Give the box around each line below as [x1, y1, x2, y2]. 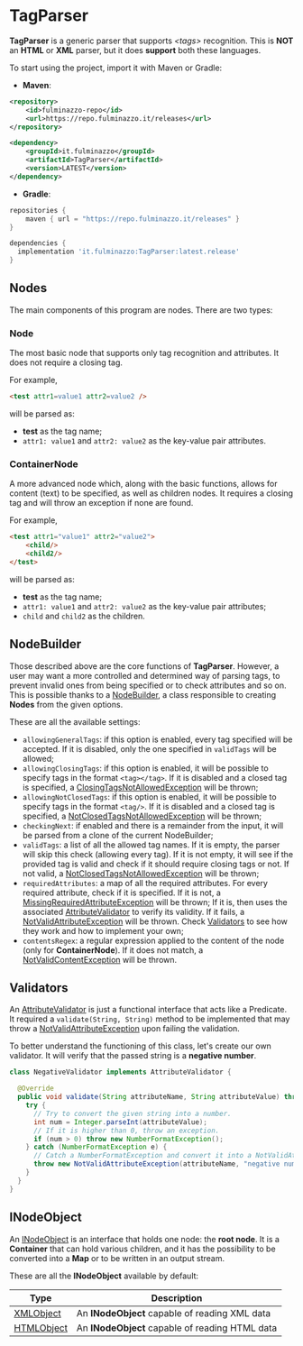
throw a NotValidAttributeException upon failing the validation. [9, 1023, 241, 1034]
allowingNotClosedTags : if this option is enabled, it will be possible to [22, 791, 277, 802]
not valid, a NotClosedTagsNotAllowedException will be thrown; [22, 867, 260, 879]
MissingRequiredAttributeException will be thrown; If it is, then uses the [22, 896, 288, 907]
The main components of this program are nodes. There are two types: [9, 304, 273, 316]
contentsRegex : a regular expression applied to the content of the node [22, 935, 285, 946]
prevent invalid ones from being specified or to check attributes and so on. [9, 680, 287, 691]
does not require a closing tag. [9, 357, 124, 368]
